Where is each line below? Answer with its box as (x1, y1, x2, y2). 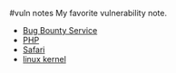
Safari (22, 44, 45, 55)
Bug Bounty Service (22, 25, 98, 35)
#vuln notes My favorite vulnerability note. (9, 8, 168, 18)
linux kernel (22, 54, 66, 64)
